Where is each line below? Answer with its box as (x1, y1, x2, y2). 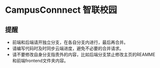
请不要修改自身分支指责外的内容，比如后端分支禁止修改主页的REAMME (12, 52, 156, 57)
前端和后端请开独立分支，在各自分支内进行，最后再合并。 (12, 40, 128, 45)
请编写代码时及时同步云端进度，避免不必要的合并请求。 (12, 45, 124, 51)
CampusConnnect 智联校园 (5, 4, 117, 16)
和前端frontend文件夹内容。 (12, 58, 69, 64)
